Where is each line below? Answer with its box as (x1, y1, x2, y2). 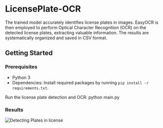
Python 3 (12, 74, 31, 80)
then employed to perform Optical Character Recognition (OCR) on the (5, 24, 146, 30)
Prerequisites (5, 64, 37, 70)
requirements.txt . (12, 85, 49, 91)
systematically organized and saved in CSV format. (5, 35, 108, 41)
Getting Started (5, 49, 53, 57)
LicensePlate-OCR (5, 3, 81, 15)
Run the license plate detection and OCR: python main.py (5, 94, 120, 100)
